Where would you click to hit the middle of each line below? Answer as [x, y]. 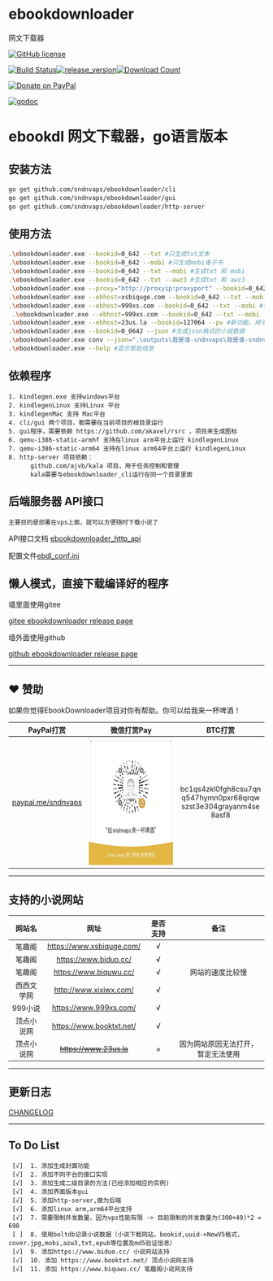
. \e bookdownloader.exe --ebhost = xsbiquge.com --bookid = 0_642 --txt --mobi [138, 297]
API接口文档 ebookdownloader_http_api [75, 538]
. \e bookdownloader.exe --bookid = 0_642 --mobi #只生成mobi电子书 [116, 263]
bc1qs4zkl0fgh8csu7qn [221, 789]
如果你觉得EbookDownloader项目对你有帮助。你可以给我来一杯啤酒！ [125, 710]
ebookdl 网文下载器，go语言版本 [118, 137]
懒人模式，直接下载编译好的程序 [89, 584]
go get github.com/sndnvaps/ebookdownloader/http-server [107, 207]
